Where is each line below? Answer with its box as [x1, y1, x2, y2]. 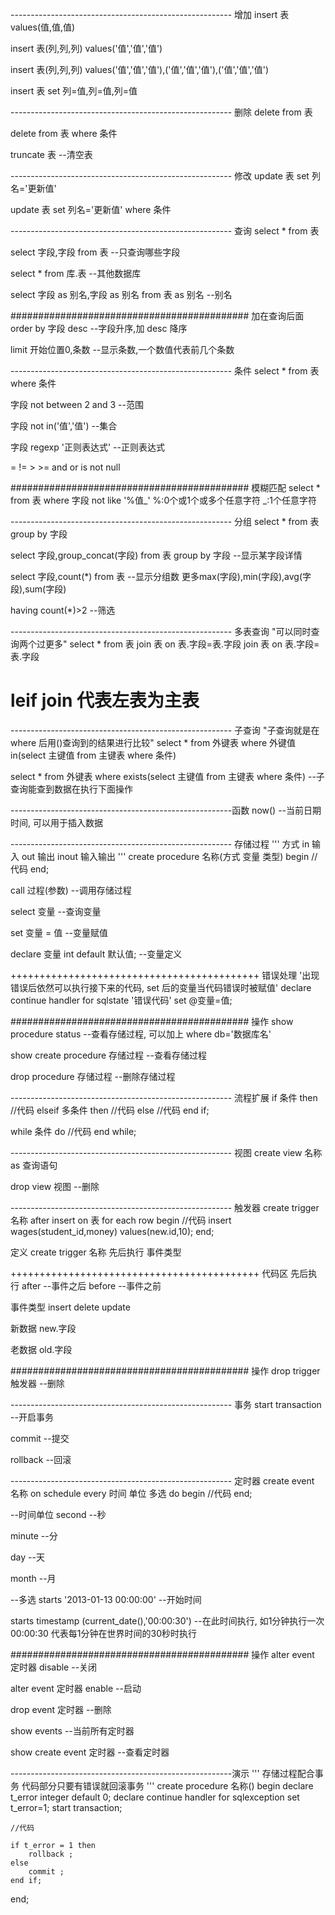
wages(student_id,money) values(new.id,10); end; [10, 1225, 215, 1237]
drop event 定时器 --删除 [10, 1703, 112, 1715]
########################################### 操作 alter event [10, 1648, 315, 1660]
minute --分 [10, 1529, 58, 1542]
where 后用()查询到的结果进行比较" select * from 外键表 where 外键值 [10, 736, 297, 748]
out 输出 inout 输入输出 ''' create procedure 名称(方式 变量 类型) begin [21, 850, 310, 862]
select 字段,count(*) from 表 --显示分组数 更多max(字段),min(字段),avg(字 [10, 571, 312, 582]
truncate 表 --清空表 [10, 149, 93, 160]
